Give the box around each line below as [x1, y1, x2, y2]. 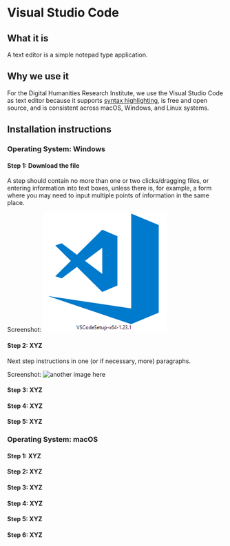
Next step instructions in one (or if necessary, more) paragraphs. [7, 357, 191, 365]
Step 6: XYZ [7, 530, 43, 539]
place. [7, 199, 25, 207]
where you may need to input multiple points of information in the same [7, 191, 210, 199]
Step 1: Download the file [7, 161, 80, 170]
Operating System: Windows [7, 144, 105, 154]
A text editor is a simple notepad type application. [7, 50, 148, 59]
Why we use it [7, 70, 69, 82]
